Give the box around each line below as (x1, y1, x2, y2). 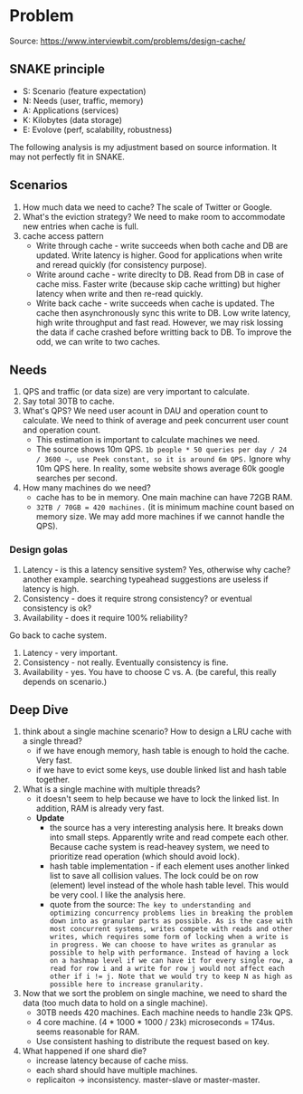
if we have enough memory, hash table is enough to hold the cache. (35, 746, 289, 756)
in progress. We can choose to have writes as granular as (49, 940, 278, 950)
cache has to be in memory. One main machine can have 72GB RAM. (35, 492, 293, 503)
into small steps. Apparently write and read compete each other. (49, 832, 289, 842)
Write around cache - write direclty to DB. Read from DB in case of (35, 269, 285, 280)
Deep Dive (9, 702, 69, 718)
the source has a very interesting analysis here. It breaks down (49, 823, 284, 833)
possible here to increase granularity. (49, 980, 204, 989)
